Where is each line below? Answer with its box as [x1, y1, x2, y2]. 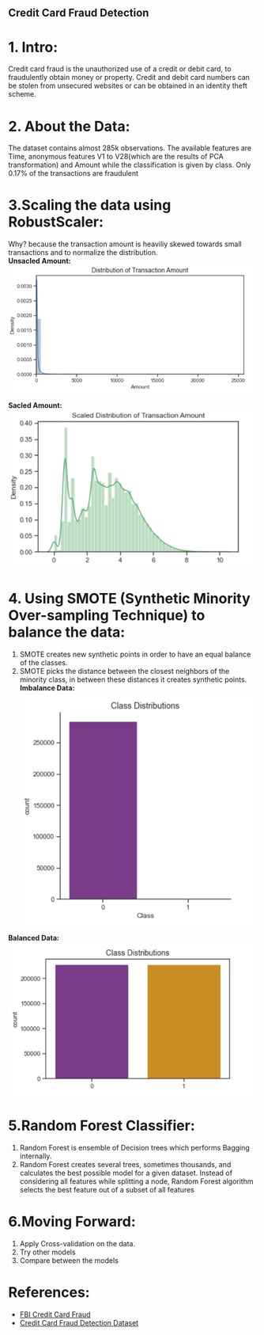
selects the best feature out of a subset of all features [19, 1185, 195, 1195]
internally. [19, 1151, 52, 1161]
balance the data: [8, 623, 126, 641]
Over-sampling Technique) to [8, 606, 206, 624]
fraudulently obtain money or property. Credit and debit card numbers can [8, 73, 251, 82]
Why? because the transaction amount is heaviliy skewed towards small [8, 239, 243, 249]
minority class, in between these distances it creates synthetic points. [19, 675, 247, 684]
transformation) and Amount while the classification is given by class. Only [8, 160, 251, 169]
